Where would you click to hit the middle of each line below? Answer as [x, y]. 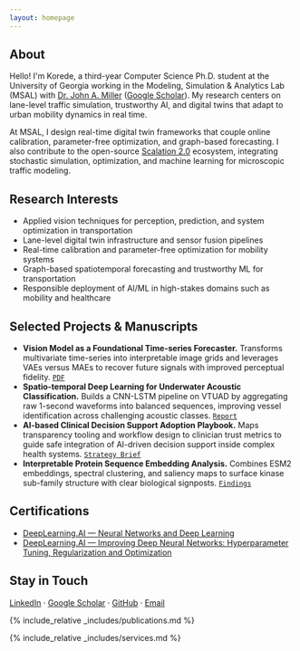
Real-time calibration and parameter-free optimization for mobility [145, 250]
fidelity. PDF [44, 378]
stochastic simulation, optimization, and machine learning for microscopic [147, 161]
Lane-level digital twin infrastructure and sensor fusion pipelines [143, 240]
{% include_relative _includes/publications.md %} [102, 620]
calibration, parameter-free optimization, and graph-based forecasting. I [144, 142]
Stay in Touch [49, 581]
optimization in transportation [77, 231]
